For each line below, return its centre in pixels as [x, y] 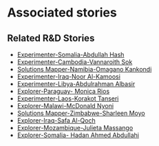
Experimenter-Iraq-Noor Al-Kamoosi [68, 76]
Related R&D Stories [51, 38]
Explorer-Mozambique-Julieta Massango [75, 128]
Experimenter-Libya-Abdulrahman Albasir [76, 84]
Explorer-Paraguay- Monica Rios [63, 91]
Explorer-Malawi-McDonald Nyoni [65, 106]
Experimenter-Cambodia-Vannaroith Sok [75, 62]
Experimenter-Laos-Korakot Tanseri [68, 98]
